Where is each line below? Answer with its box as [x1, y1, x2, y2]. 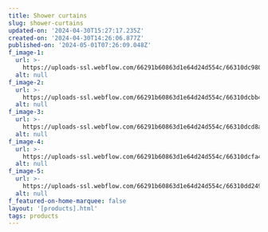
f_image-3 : [8, 108, 45, 116]
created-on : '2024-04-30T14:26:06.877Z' [8, 33, 145, 42]
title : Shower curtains [8, 11, 88, 20]
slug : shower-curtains [8, 19, 84, 27]
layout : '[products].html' [8, 204, 98, 212]
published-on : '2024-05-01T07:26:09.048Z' [8, 41, 152, 49]
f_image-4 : [8, 137, 45, 146]
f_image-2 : [8, 78, 45, 86]
